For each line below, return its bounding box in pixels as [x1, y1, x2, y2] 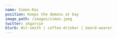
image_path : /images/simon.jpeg [5, 16, 72, 21]
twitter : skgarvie [5, 21, 43, 26]
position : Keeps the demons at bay [5, 12, 79, 17]
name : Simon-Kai [5, 7, 39, 12]
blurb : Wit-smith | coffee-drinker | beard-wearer [5, 26, 113, 31]
